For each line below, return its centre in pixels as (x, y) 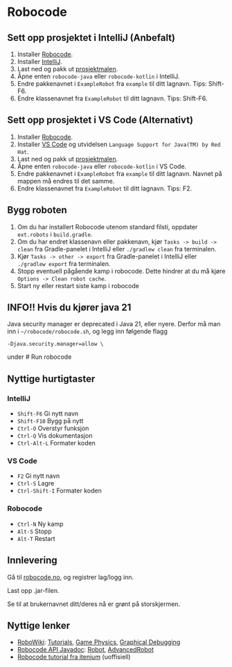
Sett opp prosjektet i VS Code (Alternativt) (100, 120)
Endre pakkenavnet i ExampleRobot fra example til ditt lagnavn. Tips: (112, 83)
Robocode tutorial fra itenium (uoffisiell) (74, 657)
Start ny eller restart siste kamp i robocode (78, 285)
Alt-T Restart (36, 538)
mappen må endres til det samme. (66, 181)
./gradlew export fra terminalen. (64, 263)
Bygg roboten (37, 210)
